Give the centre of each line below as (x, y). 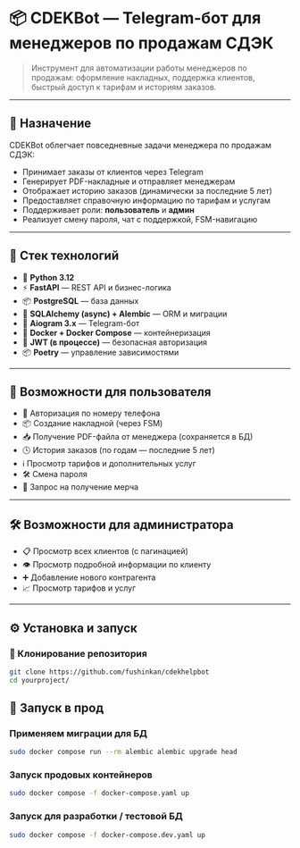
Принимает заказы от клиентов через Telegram (112, 172)
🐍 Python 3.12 (48, 277)
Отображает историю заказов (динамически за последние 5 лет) (147, 190)
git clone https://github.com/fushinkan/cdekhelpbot (109, 672)
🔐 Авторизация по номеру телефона (91, 414)
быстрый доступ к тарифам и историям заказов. (124, 87)
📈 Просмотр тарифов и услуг (79, 588)
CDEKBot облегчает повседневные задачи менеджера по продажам (141, 145)
